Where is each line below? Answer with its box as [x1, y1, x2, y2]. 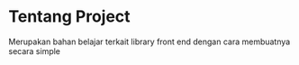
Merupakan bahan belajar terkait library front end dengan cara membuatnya [8, 36, 291, 47]
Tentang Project [8, 6, 131, 27]
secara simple [8, 45, 60, 56]
